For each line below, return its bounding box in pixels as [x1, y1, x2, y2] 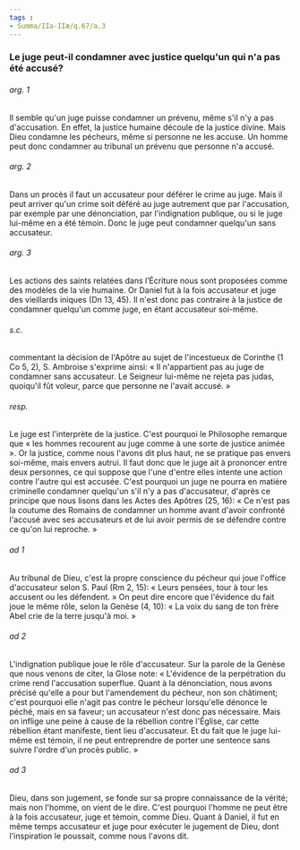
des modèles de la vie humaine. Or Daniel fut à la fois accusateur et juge [9, 285, 277, 296]
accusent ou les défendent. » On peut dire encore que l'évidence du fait [9, 591, 275, 602]
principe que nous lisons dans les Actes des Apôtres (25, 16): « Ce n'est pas [9, 495, 291, 506]
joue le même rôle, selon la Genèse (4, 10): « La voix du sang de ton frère [9, 601, 279, 612]
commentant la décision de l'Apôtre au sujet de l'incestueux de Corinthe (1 [9, 352, 284, 363]
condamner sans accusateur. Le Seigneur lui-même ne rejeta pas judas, [9, 371, 275, 382]
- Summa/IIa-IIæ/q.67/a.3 [9, 21, 106, 30]
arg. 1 [9, 84, 30, 95]
